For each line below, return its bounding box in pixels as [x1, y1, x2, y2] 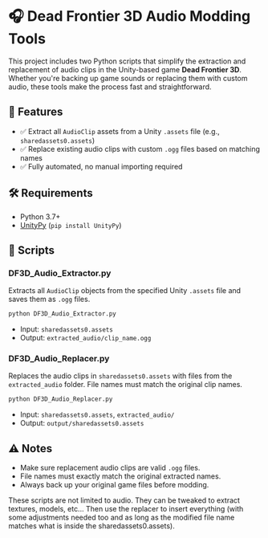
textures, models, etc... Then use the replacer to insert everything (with [8, 504, 244, 514]
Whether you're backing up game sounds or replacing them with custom [8, 73, 248, 83]
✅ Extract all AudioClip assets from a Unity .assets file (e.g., [19, 126, 220, 136]
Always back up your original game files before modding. [19, 480, 209, 490]
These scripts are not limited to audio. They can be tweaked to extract [8, 495, 241, 505]
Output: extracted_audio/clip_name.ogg [19, 333, 152, 343]
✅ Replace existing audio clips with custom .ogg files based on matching [19, 144, 261, 153]
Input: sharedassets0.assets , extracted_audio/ [19, 410, 175, 419]
